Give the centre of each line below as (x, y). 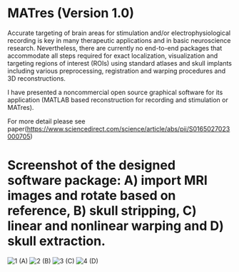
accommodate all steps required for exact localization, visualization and (113, 56)
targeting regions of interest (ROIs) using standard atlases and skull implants (120, 63)
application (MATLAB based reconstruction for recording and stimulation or (118, 100)
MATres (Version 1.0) (71, 13)
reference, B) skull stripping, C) (102, 211)
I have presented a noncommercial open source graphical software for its (115, 92)
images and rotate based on (92, 196)
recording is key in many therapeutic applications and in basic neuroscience (119, 40)
